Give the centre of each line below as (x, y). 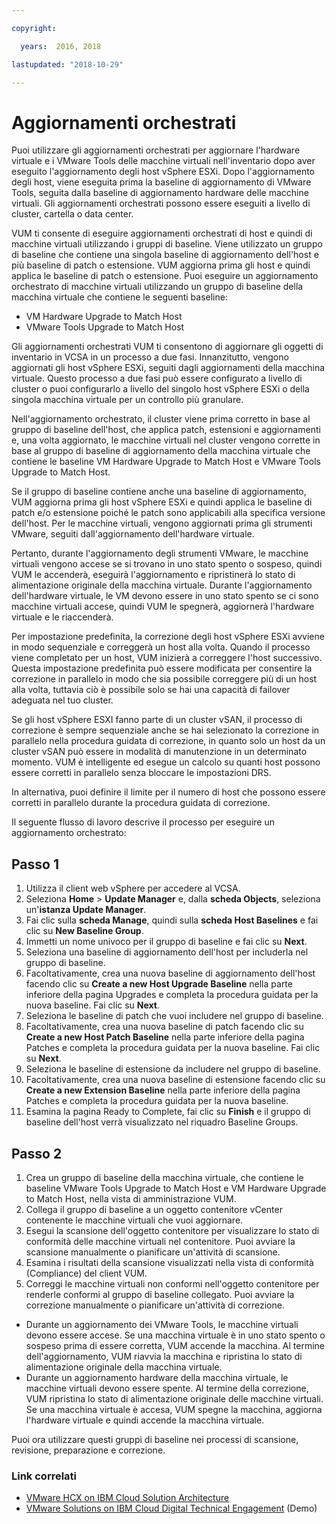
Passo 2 (37, 1153)
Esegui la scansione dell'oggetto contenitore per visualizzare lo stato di (172, 1230)
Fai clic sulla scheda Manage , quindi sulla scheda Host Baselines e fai (172, 920)
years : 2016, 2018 (61, 46)
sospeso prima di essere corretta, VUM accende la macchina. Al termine (175, 1345)
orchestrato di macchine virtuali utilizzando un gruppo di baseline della (157, 287)
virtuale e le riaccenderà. (62, 617)
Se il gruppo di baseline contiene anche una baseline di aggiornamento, (159, 492)
